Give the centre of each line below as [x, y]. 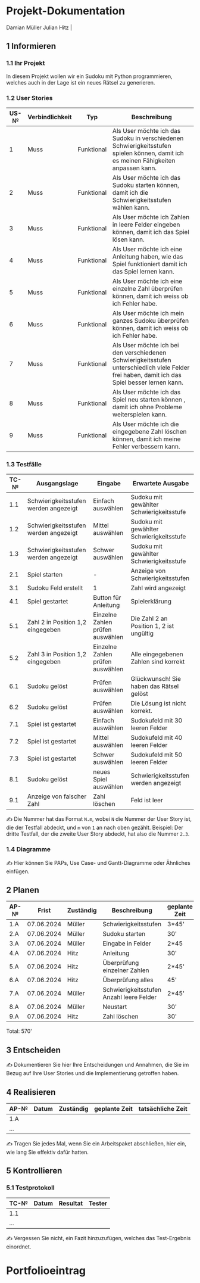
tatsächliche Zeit [163, 1108]
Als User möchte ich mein [148, 313]
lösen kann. [128, 239]
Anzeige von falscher [57, 796]
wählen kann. [131, 207]
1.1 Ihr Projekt [26, 63]
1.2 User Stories [29, 98]
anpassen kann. [134, 168]
